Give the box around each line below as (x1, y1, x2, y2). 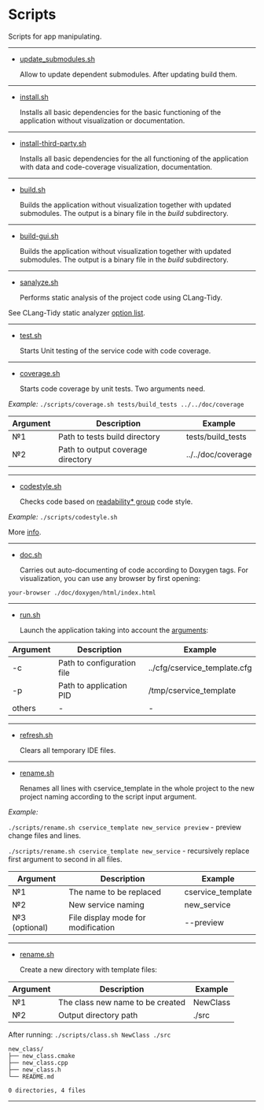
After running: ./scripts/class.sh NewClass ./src (8, 1030, 171, 1039)
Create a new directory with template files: (19, 964, 157, 974)
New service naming (68, 899, 145, 910)
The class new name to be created (58, 996, 186, 1008)
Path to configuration (58, 657, 136, 668)
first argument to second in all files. (8, 854, 123, 864)
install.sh (19, 92, 49, 102)
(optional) (12, 922, 49, 933)
